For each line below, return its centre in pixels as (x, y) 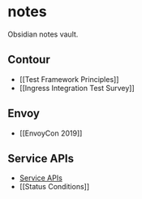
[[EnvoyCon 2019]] (51, 133)
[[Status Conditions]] (54, 187)
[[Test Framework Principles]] (69, 79)
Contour (29, 60)
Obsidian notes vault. (43, 34)
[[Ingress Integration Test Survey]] (77, 88)
